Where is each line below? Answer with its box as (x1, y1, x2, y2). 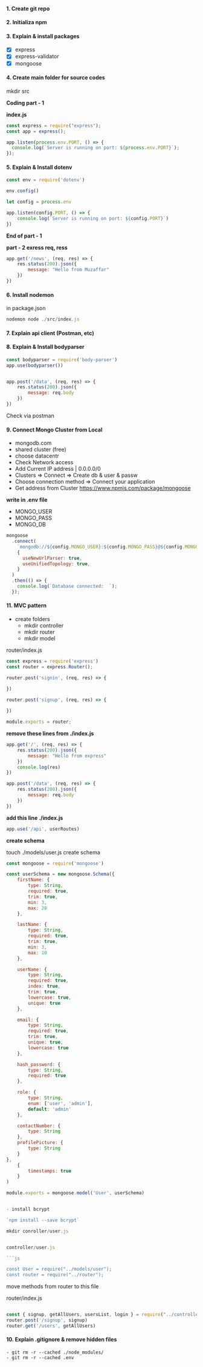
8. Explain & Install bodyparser (6, 343, 85, 351)
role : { (17, 1089, 36, 1096)
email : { (17, 1017, 39, 1023)
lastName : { (17, 922, 47, 928)
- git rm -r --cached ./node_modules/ (6, 1349, 104, 1355)
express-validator (14, 53, 59, 60)
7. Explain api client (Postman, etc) (6, 329, 95, 336)
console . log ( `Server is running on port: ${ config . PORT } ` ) (17, 215, 169, 221)
